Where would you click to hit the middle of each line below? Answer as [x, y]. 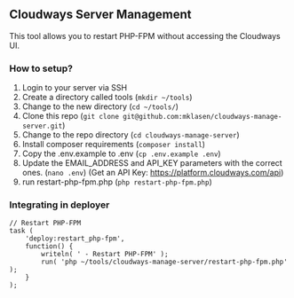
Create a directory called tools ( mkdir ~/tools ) [107, 98]
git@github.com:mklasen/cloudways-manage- [203, 117]
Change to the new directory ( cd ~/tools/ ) [100, 106]
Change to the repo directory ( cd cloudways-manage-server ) [131, 135]
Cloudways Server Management [101, 15]
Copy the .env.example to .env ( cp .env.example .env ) [121, 153]
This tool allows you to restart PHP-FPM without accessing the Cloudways [145, 35]
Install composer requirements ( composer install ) [114, 145]
